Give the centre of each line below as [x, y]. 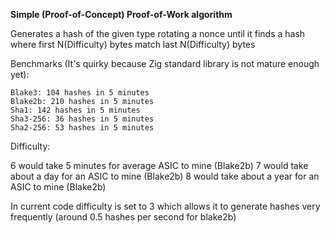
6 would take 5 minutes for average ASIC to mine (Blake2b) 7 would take [159, 165]
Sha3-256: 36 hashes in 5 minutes [82, 119]
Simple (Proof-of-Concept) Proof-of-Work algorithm [121, 14]
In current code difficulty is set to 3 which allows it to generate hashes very [165, 206]
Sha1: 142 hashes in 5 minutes [75, 110]
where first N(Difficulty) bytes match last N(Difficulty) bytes [133, 44]
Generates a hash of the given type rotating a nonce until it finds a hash [158, 33]
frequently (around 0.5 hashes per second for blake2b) [123, 217]
